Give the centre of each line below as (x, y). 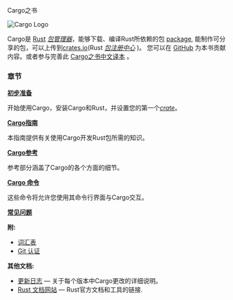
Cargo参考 (23, 152)
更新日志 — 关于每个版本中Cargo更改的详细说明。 (89, 281)
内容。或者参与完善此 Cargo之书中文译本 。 (70, 56)
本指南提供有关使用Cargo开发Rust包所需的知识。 (78, 138)
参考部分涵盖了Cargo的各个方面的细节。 (66, 168)
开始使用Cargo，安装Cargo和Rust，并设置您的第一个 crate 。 (94, 108)
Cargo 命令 (24, 183)
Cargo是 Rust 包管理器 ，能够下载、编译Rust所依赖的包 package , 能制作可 (113, 39)
